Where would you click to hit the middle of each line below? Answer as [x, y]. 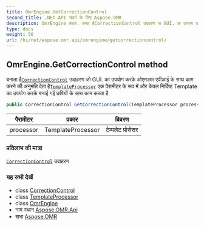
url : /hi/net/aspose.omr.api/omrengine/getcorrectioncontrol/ [87, 40]
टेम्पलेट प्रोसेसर [122, 129]
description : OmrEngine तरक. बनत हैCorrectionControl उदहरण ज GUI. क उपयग [100, 23]
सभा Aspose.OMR [36, 217]
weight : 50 [20, 35]
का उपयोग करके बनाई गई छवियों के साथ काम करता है [57, 93]
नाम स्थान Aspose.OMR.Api [46, 210]
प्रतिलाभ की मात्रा [24, 148]
